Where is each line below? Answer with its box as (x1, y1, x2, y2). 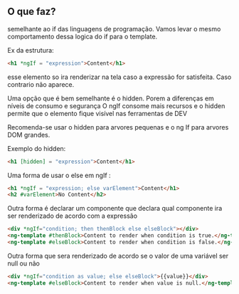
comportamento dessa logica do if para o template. (7, 32, 158, 41)
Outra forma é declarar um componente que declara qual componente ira (7, 204, 223, 213)
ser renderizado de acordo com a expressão (7, 211, 137, 220)
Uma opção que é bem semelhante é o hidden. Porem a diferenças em (7, 94, 215, 103)
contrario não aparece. (7, 80, 75, 88)
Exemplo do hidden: (7, 144, 66, 152)
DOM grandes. (7, 130, 51, 139)
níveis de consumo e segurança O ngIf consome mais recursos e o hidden (7, 101, 225, 110)
